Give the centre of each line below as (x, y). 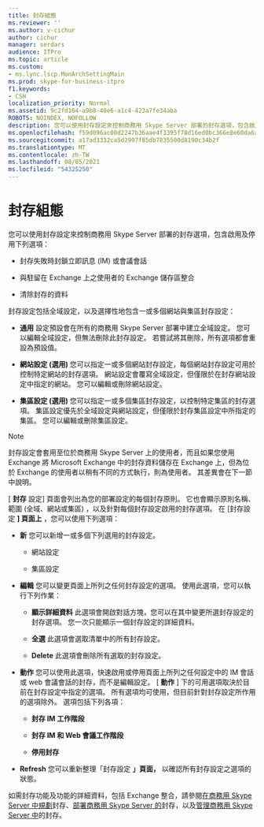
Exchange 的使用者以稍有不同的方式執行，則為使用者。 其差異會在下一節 (135, 472)
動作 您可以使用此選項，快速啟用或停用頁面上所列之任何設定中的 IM (129, 672)
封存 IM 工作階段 (58, 718)
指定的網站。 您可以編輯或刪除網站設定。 (100, 384)
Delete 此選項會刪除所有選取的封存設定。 (98, 655)
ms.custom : (26, 67)
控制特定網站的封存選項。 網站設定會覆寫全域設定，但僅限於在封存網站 (134, 374)
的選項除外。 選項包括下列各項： (72, 702)
